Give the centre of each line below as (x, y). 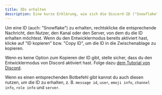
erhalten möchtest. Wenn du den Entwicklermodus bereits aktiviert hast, (77, 38)
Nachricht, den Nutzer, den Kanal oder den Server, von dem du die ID (74, 33)
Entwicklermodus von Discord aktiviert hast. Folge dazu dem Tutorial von (78, 63)
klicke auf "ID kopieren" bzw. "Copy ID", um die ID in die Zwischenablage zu (81, 43)
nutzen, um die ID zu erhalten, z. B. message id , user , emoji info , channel (78, 82)
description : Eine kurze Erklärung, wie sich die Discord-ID (68, 14)
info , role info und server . (33, 87)
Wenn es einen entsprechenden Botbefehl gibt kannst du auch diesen (74, 77)
